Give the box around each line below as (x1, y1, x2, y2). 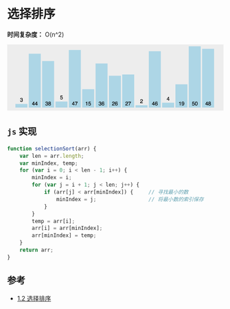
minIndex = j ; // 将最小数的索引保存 (56, 196, 204, 203)
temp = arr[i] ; (32, 218, 76, 225)
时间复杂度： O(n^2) (7, 30, 65, 38)
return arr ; (19, 247, 54, 254)
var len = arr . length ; (19, 152, 84, 159)
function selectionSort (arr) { (7, 145, 97, 152)
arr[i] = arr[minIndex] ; (32, 225, 103, 232)
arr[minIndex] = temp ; (32, 232, 97, 239)
